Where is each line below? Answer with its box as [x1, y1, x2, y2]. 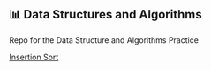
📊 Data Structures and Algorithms [9, 7, 202, 22]
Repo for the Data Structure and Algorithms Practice [9, 34, 199, 45]
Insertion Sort [9, 52, 59, 62]
